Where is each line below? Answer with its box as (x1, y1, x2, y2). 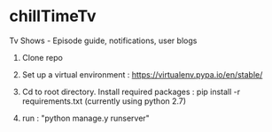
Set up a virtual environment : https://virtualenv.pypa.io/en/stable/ (21, 69, 263, 80)
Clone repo (21, 52, 64, 62)
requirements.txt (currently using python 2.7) (21, 95, 187, 106)
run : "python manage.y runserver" (21, 113, 151, 123)
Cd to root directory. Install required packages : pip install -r (21, 86, 241, 97)
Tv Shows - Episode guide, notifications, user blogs (9, 35, 198, 46)
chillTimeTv (9, 6, 97, 26)
